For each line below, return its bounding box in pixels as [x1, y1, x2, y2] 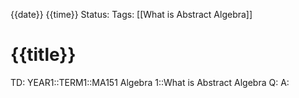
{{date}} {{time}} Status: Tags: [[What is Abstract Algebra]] [10, 9, 253, 20]
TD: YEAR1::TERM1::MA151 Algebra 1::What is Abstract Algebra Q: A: [10, 76, 290, 88]
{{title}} [10, 44, 77, 66]
